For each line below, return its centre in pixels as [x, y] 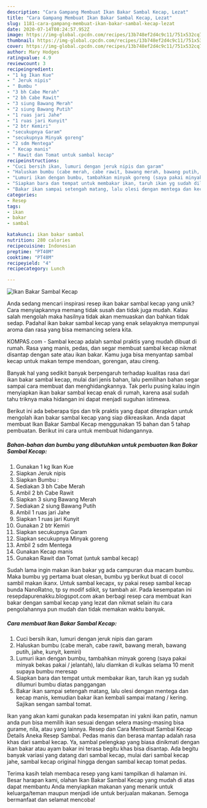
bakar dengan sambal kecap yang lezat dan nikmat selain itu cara [90, 603]
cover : [15, 47]
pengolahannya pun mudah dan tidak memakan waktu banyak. [86, 610]
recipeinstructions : [33, 160]
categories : [22, 195]
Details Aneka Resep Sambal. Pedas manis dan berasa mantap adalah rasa [101, 735]
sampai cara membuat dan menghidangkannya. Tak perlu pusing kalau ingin [103, 386]
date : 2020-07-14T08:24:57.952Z [48, 29]
